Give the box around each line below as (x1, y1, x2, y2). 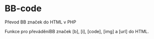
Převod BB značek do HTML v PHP (4, 19, 77, 25)
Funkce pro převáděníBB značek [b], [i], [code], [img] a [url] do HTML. (4, 28, 149, 34)
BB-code (4, 3, 42, 14)
